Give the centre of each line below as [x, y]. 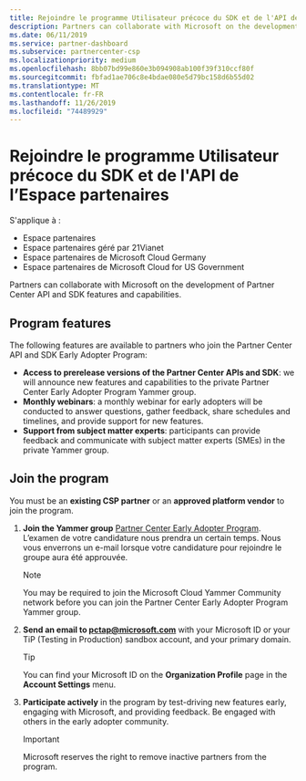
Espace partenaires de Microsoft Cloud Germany [114, 257]
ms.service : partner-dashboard [69, 43]
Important [41, 739]
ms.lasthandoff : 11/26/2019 [63, 103]
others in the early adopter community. [96, 721]
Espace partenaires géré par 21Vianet [93, 248]
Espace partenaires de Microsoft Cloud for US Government [133, 267]
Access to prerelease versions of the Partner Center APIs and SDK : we [158, 372]
